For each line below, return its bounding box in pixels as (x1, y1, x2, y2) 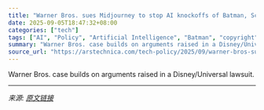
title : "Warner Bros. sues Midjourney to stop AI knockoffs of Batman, (8, 11, 247, 20)
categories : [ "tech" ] (8, 26, 79, 34)
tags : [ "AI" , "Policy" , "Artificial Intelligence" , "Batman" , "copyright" (8, 33, 258, 42)
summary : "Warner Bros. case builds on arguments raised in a (8, 41, 216, 49)
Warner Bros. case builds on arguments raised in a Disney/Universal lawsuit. (8, 70, 255, 79)
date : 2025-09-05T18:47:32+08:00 (8, 19, 118, 27)
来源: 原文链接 (8, 93, 53, 102)
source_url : (8, 48, 47, 56)
